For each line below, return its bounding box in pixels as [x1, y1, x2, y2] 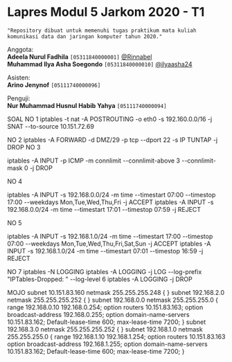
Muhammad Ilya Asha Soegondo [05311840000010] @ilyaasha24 [7, 60, 193, 68]
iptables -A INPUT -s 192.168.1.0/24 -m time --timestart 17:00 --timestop [7, 232, 213, 240]
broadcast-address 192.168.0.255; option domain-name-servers [7, 310, 190, 318]
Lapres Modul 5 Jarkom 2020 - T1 [7, 4, 205, 20]
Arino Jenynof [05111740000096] [7, 80, 101, 89]
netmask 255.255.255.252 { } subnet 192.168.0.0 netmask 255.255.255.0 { [7, 296, 218, 304]
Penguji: [7, 94, 30, 102]
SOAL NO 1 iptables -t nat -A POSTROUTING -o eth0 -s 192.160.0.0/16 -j [7, 115, 213, 123]
